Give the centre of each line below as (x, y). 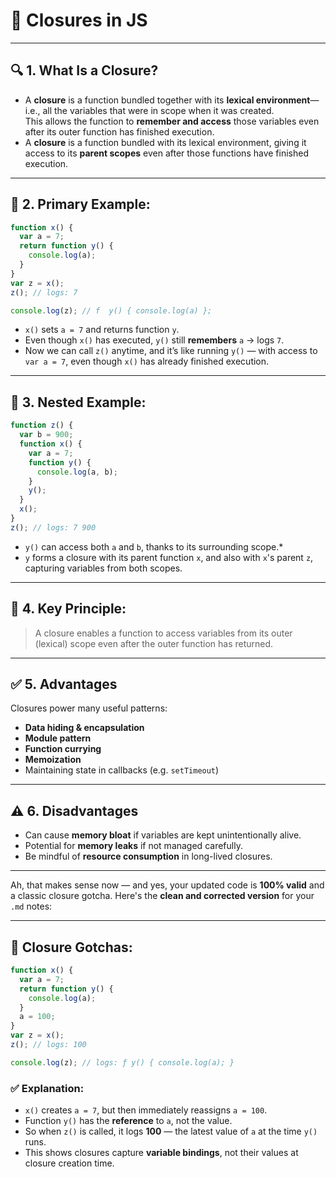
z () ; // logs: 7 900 (53, 527)
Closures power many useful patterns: (89, 708)
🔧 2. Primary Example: (80, 204)
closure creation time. (69, 1163)
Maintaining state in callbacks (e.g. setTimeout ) (122, 770)
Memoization (53, 760)
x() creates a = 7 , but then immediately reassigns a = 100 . (146, 1110)
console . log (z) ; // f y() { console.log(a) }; (111, 310)
